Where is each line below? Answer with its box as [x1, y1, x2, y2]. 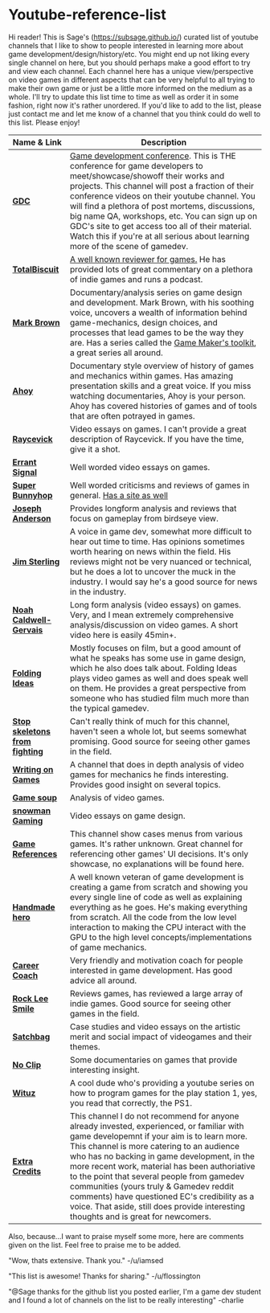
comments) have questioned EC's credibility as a [69, 1191, 255, 1202]
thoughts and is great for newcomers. [69, 1211, 211, 1222]
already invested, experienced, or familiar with [69, 1120, 244, 1131]
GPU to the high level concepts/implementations [69, 931, 252, 943]
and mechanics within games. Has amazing [69, 370, 234, 381]
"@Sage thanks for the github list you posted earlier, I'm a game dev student [8, 1286, 261, 1296]
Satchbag [12, 1031, 51, 1042]
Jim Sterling [12, 556, 60, 567]
